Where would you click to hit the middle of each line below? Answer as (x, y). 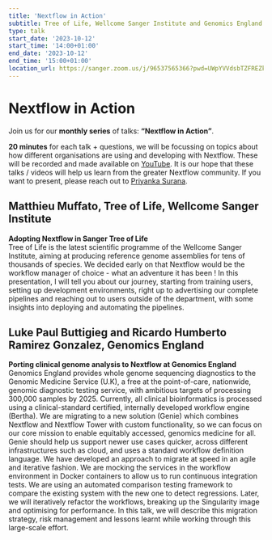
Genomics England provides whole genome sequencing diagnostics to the (132, 373)
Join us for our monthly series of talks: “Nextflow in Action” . (111, 131)
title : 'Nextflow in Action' (57, 16)
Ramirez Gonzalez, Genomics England (106, 345)
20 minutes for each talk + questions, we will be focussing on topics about (133, 146)
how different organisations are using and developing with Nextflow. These (133, 155)
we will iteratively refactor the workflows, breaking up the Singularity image (134, 502)
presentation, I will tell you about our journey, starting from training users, (131, 281)
